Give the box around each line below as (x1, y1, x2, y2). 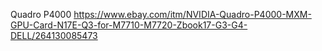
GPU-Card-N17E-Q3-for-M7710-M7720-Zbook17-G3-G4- (10, 19, 248, 31)
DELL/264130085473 (10, 30, 98, 41)
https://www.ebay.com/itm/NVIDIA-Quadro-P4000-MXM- (73, 9, 312, 20)
